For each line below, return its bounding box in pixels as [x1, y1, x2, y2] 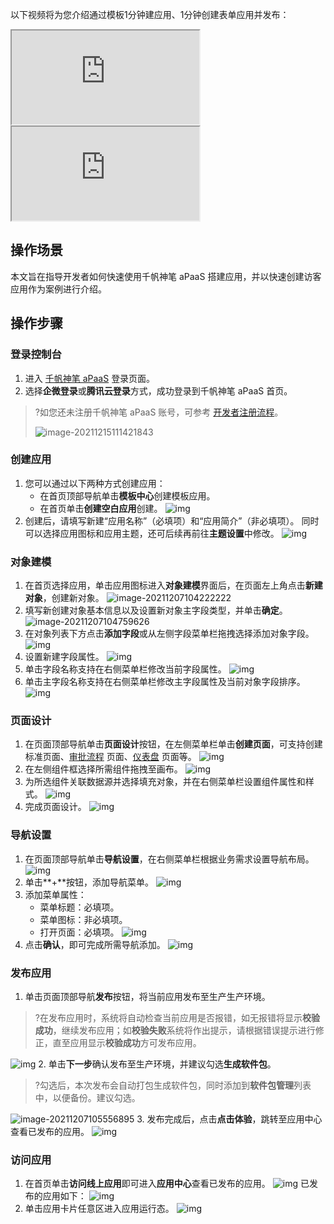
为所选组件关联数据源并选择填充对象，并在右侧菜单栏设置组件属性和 [24, 776, 306, 788]
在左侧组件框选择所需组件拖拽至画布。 [24, 763, 183, 775]
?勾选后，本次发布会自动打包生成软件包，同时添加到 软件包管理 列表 [34, 1079, 312, 1091]
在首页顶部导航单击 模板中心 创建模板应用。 [39, 489, 216, 502]
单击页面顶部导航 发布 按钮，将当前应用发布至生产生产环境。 [24, 990, 271, 1002]
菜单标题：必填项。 [39, 901, 120, 913]
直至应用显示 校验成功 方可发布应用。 [52, 1036, 202, 1048]
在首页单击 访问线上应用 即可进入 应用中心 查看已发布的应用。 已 [24, 1178, 310, 1190]
